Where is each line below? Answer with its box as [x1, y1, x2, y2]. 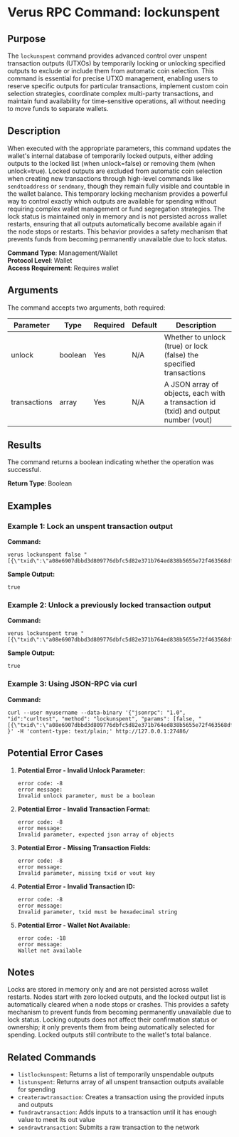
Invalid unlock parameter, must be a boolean [17, 792, 155, 800]
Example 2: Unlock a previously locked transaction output [7, 600, 211, 610]
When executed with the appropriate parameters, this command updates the [7, 144, 231, 152]
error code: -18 [17, 934, 66, 942]
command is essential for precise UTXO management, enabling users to [7, 74, 218, 83]
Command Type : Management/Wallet [7, 248, 118, 257]
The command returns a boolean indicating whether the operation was [7, 458, 215, 466]
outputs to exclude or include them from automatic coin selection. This [7, 67, 215, 75]
